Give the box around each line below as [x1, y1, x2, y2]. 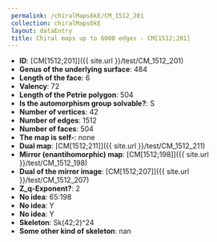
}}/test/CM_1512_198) [18, 158, 88, 168]
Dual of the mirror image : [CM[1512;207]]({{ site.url [18, 167, 190, 176]
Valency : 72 [18, 82, 60, 91]
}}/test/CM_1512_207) [18, 175, 90, 185]
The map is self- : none [18, 133, 95, 143]
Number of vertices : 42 [18, 107, 98, 117]
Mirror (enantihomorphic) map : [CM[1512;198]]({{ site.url [18, 150, 209, 159]
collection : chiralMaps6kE [10, 19, 102, 27]
